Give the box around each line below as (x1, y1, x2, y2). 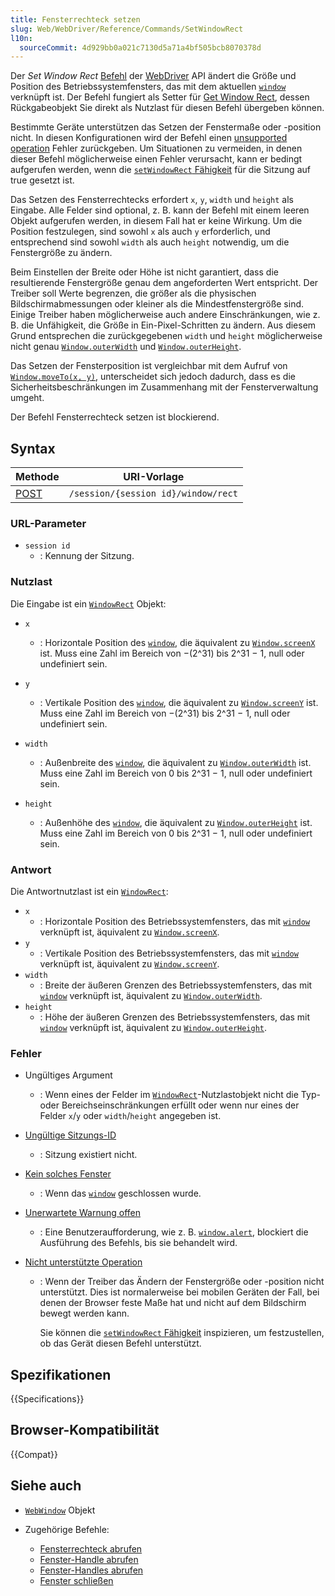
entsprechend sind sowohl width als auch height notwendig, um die (10, 236, 290, 248)
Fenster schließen (39, 1574, 114, 1586)
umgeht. (10, 392, 45, 404)
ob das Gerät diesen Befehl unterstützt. (39, 1337, 202, 1350)
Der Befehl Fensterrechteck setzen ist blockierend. (10, 411, 220, 423)
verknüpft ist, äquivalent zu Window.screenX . (39, 926, 220, 938)
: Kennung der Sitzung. (39, 550, 135, 562)
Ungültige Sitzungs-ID (24, 1129, 117, 1141)
